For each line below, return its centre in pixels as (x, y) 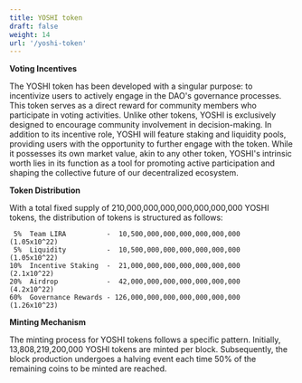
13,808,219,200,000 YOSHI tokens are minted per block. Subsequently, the (148, 349)
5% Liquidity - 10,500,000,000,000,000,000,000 (127, 250)
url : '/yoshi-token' (48, 43)
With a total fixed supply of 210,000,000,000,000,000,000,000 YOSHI (139, 208)
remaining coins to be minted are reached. (88, 369)
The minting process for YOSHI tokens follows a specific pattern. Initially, (145, 340)
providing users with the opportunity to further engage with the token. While (151, 144)
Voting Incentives (43, 69)
